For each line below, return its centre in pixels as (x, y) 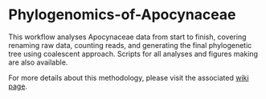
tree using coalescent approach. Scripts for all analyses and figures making (133, 53)
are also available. (38, 62)
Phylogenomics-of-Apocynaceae (122, 15)
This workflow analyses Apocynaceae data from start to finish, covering (127, 37)
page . (18, 86)
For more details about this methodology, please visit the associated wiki (129, 77)
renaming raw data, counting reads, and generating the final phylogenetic (130, 45)
